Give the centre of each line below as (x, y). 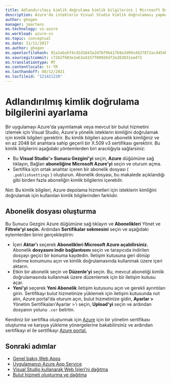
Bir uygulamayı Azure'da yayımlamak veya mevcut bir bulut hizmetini (77, 127)
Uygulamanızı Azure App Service (47, 364)
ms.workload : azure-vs (29, 34)
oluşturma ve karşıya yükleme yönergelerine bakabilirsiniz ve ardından (79, 325)
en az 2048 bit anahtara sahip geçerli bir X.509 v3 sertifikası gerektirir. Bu (83, 143)
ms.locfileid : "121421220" (34, 77)
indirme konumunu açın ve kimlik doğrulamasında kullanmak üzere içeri (88, 260)
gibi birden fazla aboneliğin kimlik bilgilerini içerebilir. (68, 180)
